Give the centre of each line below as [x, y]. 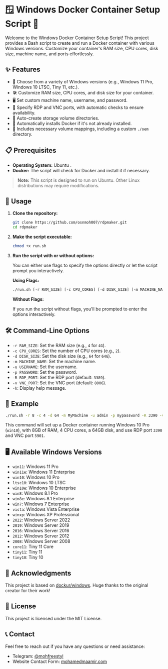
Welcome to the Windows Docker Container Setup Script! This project [77, 38]
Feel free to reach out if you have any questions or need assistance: [75, 646]
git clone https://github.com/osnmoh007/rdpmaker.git [69, 222]
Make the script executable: [42, 237]
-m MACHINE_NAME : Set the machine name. [54, 361]
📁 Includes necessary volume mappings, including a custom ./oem [80, 129]
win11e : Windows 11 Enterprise [43, 472]
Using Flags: [26, 280]
